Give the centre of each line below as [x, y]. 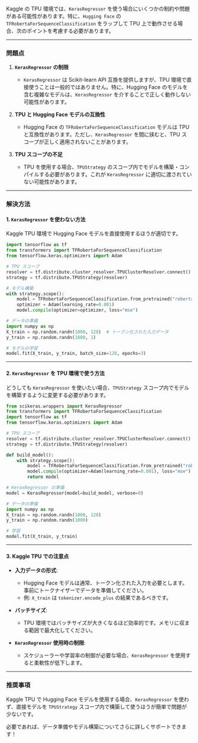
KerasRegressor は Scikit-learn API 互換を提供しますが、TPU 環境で [105, 80]
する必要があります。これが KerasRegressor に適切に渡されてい [115, 175]
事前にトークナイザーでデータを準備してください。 [85, 590]
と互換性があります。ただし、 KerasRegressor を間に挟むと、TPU [102, 134]
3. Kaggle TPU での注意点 [37, 556]
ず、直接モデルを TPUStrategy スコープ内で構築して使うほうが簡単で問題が [97, 706]
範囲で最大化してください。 [62, 630]
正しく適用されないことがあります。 [88, 142]
